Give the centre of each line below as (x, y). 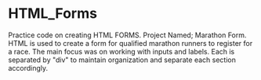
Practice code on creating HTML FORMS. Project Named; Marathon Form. (127, 35)
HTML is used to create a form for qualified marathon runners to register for (130, 43)
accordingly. (28, 68)
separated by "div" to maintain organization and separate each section (122, 60)
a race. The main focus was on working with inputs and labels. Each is (121, 51)
